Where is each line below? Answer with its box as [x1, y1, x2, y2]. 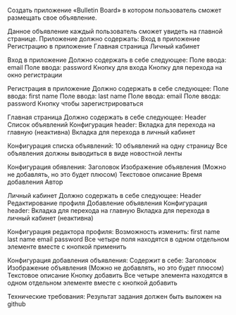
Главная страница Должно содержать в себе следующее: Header [7, 113, 206, 121]
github [7, 299, 26, 308]
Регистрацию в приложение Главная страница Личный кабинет [7, 42, 200, 50]
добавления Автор [7, 178, 63, 186]
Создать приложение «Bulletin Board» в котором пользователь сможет [7, 6, 222, 14]
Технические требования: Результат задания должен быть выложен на [7, 292, 222, 300]
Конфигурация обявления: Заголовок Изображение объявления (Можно [7, 163, 227, 171]
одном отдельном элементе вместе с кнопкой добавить [7, 278, 178, 287]
